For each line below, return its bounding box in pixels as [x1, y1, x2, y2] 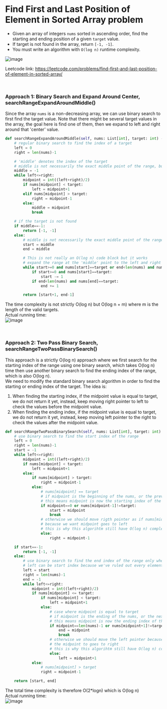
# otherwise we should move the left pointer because [49, 637, 164, 642]
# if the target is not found [14, 219, 77, 224]
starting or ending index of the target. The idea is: [5, 383, 107, 389]
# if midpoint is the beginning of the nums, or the [40, 494, 153, 499]
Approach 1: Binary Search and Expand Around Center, [5, 93, 140, 100]
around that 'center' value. [5, 126, 60, 132]
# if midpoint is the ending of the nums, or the [49, 614, 155, 619]
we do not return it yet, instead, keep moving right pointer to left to [12, 398, 149, 404]
